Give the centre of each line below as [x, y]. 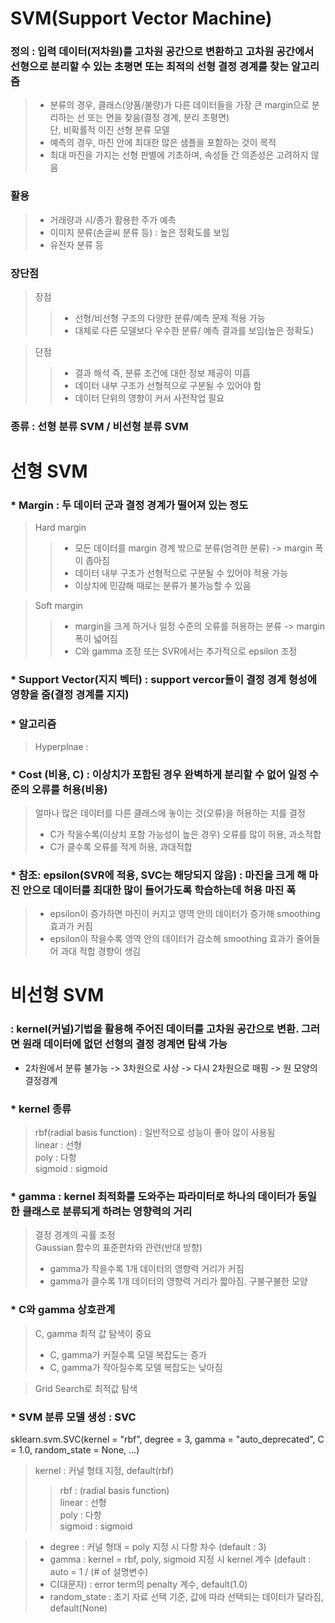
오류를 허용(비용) [69, 789]
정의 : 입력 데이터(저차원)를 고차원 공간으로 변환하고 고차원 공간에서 [162, 52]
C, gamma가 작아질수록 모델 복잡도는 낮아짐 [136, 1367]
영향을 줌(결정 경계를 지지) [70, 695]
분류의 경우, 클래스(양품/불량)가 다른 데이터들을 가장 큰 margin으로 [179, 105]
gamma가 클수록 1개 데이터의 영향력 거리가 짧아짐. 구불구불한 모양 [178, 1281]
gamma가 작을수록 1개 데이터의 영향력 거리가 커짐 [147, 1269]
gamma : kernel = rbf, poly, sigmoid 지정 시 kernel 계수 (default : [180, 1559]
